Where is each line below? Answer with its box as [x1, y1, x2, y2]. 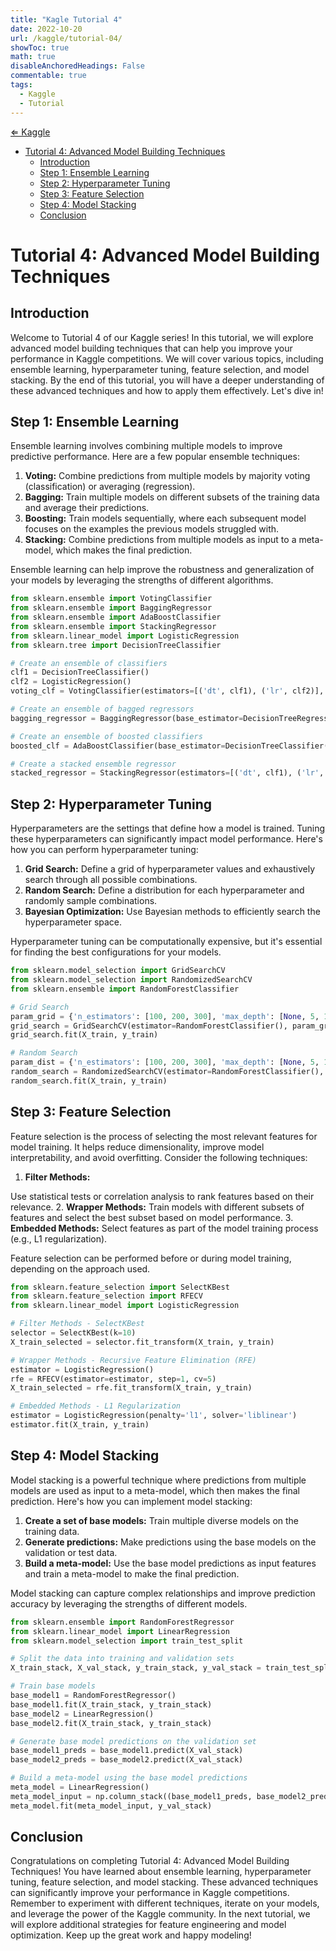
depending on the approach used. [10, 1262, 151, 1275]
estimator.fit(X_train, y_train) [10, 1420, 150, 1430]
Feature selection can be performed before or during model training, [10, 1252, 292, 1264]
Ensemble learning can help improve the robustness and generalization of [10, 564, 315, 576]
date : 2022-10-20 [10, 24, 83, 34]
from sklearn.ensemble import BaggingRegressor [10, 603, 213, 613]
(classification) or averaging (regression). [24, 481, 196, 493]
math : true [10, 52, 56, 62]
